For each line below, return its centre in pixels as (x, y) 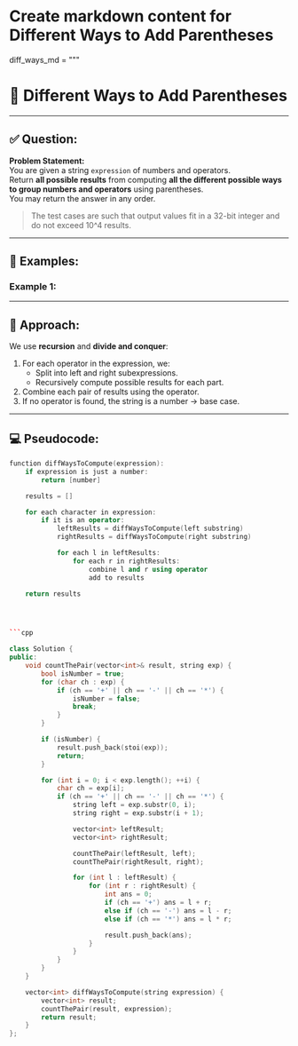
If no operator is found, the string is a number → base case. (131, 401)
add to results (116, 578)
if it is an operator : (83, 520)
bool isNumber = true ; (83, 674)
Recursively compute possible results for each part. (129, 383)
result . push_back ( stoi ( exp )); (112, 748)
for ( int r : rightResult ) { (142, 886)
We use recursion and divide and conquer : (89, 346)
